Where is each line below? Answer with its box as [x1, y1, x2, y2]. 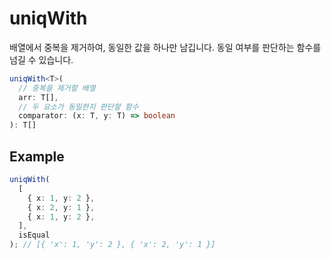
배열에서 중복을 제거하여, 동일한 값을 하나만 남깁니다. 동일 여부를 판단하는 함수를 [9, 41, 322, 53]
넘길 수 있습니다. [9, 53, 74, 66]
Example [9, 148, 65, 165]
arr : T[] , [18, 92, 59, 102]
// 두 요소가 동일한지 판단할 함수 [18, 102, 139, 112]
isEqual [18, 230, 51, 241]
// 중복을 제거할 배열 [18, 83, 96, 93]
